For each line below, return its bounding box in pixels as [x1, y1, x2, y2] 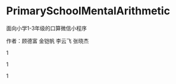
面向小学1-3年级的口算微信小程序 [6, 24, 87, 32]
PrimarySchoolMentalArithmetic [6, 4, 171, 18]
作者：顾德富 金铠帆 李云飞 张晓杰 [6, 37, 89, 44]
